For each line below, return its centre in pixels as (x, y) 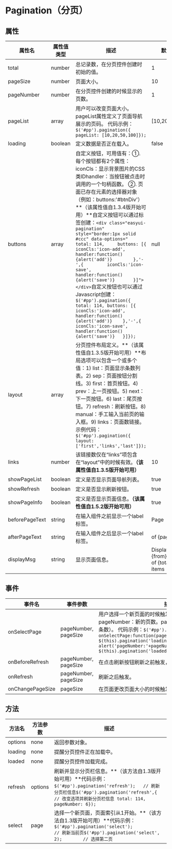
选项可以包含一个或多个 (109, 360)
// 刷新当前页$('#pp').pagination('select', (107, 833)
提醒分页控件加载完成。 (82, 761)
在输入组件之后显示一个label (110, 533)
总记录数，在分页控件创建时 (109, 64)
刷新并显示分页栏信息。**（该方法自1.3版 (105, 771)
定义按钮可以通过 (118, 215)
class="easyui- (127, 223)
